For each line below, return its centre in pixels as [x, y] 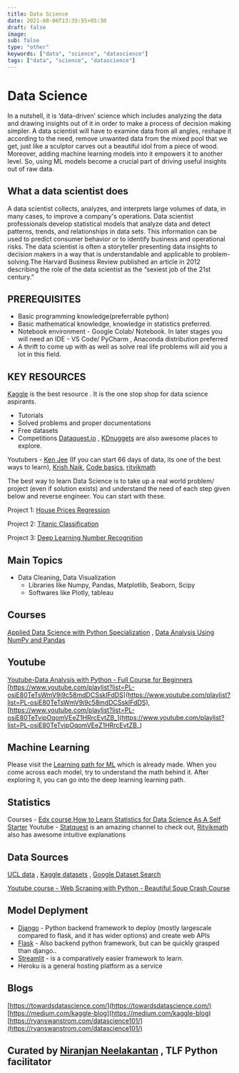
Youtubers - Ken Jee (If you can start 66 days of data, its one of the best [114, 460]
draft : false [27, 27]
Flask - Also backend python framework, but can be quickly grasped [118, 943]
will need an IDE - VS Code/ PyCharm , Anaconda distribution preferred [123, 339]
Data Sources [38, 857]
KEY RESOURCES [47, 377]
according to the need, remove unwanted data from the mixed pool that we [118, 138]
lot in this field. [40, 354]
